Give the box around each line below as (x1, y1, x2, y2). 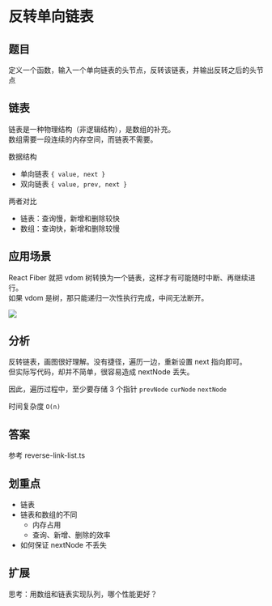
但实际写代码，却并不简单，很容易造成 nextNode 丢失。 (8, 367, 194, 377)
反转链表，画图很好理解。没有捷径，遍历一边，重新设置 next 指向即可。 (8, 357, 247, 367)
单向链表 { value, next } (19, 169, 106, 178)
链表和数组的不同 (19, 510, 78, 519)
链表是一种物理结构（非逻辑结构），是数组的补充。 (8, 124, 176, 134)
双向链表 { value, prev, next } (19, 179, 128, 189)
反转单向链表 (8, 7, 95, 26)
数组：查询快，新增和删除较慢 (19, 224, 120, 233)
